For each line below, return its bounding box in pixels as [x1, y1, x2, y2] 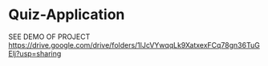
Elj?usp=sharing [8, 49, 62, 58]
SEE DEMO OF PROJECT [8, 32, 91, 41]
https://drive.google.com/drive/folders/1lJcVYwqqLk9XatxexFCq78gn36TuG [8, 40, 261, 49]
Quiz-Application [8, 6, 125, 24]
